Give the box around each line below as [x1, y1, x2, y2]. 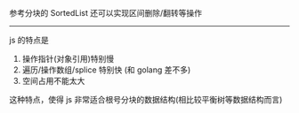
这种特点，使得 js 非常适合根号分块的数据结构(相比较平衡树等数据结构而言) [9, 94, 283, 104]
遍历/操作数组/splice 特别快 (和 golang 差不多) [21, 64, 191, 75]
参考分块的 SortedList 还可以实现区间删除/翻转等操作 [9, 8, 203, 18]
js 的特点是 [9, 34, 49, 45]
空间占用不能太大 [21, 76, 85, 86]
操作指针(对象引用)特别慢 [21, 54, 115, 64]
